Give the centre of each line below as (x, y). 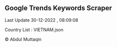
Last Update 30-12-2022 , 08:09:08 (41, 20)
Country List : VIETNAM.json (34, 30)
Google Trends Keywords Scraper (58, 8)
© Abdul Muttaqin (23, 39)
